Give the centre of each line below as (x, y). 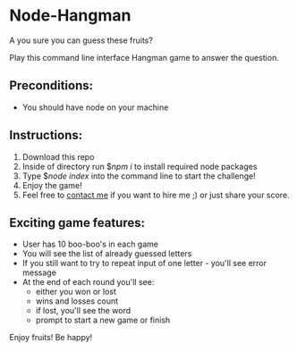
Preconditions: (51, 86)
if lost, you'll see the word (83, 311)
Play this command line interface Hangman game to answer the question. (144, 57)
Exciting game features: (77, 223)
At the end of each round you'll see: (88, 282)
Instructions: (46, 135)
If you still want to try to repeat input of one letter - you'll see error (144, 263)
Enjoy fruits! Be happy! (51, 338)
